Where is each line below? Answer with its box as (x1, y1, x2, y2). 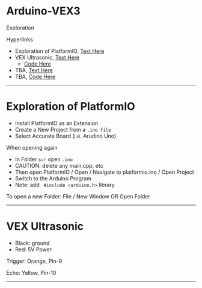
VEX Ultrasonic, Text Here (14, 54, 80, 61)
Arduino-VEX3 (6, 4, 81, 18)
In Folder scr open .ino (14, 155, 73, 163)
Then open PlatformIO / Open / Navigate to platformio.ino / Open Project (14, 168, 194, 176)
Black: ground (14, 239, 50, 247)
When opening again (6, 144, 58, 151)
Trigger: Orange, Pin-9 (6, 257, 63, 265)
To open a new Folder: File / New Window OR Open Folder (6, 192, 150, 200)
